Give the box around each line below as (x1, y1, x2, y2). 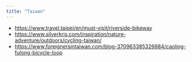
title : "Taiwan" (6, 8, 46, 14)
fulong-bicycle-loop (14, 49, 63, 56)
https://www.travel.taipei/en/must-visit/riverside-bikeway (14, 24, 153, 31)
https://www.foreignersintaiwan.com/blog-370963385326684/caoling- (14, 43, 186, 50)
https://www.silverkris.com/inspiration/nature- (14, 30, 127, 38)
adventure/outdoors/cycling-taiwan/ (14, 37, 102, 43)
